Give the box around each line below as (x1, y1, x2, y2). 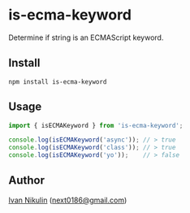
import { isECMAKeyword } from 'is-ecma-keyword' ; (8, 121, 184, 129)
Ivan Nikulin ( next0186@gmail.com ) (8, 195, 127, 205)
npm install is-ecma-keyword (8, 77, 107, 86)
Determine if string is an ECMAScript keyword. (8, 33, 164, 42)
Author (8, 173, 45, 188)
